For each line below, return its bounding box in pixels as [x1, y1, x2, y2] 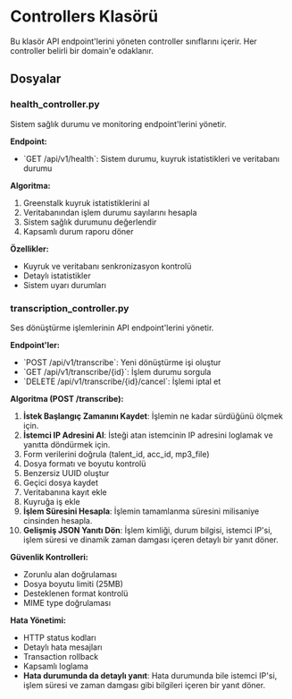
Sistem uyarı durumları [22, 279, 106, 290]
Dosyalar [10, 72, 62, 87]
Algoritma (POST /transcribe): [10, 393, 124, 404]
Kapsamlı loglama [22, 661, 88, 671]
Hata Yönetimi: [10, 615, 66, 626]
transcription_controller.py [10, 302, 129, 314]
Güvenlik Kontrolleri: [10, 551, 88, 562]
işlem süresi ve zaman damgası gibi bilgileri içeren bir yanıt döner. [22, 679, 266, 690]
